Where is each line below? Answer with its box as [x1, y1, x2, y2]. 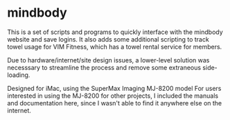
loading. [7, 71, 30, 79]
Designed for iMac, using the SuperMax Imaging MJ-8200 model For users [7, 84, 222, 92]
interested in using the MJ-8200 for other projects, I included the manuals [7, 92, 219, 100]
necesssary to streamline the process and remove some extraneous [7, 63, 202, 71]
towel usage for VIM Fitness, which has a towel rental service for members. [7, 42, 222, 51]
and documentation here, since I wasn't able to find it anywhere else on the [7, 98, 222, 107]
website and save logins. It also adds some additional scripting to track [7, 35, 209, 43]
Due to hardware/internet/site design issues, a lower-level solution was [7, 55, 210, 64]
